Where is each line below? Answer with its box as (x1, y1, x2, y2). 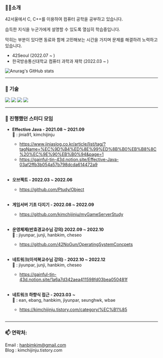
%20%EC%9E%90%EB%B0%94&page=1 (19, 151, 104, 157)
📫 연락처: (5, 329, 28, 336)
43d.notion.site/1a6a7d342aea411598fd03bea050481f (19, 277, 128, 282)
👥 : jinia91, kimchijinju (12, 131, 55, 137)
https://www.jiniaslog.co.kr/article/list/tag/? (19, 141, 106, 146)
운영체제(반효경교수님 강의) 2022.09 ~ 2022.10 (12, 227, 104, 232)
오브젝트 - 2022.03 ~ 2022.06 (12, 177, 73, 182)
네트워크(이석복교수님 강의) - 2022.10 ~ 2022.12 (12, 256, 106, 262)
